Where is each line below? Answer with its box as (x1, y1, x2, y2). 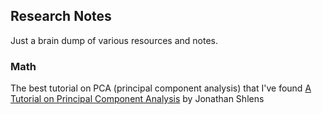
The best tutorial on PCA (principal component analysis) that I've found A (10, 82, 312, 94)
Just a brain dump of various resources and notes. (10, 34, 219, 46)
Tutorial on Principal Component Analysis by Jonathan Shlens (10, 93, 265, 105)
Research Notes (10, 8, 112, 25)
